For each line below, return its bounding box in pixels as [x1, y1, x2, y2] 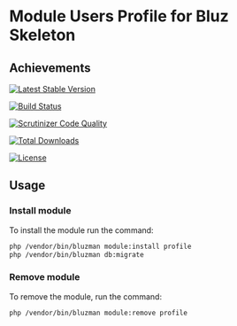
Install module [9, 205, 72, 217]
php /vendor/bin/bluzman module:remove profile [9, 308, 188, 317]
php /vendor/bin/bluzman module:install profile [9, 242, 192, 251]
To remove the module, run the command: [9, 291, 162, 302]
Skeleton [9, 25, 76, 45]
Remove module [9, 271, 80, 283]
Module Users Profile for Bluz [9, 6, 230, 27]
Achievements [9, 60, 91, 75]
